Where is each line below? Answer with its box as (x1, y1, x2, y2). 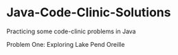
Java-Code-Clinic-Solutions (6, 5, 171, 20)
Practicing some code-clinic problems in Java (6, 27, 136, 35)
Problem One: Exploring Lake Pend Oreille (6, 40, 125, 48)
